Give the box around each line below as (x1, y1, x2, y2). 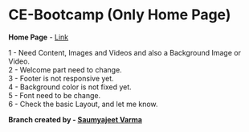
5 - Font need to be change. (8, 90, 101, 100)
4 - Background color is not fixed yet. (8, 82, 133, 92)
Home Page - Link (8, 32, 69, 42)
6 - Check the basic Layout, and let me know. (8, 99, 158, 109)
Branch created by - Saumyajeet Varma (8, 114, 143, 124)
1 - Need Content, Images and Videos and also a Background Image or (8, 47, 241, 57)
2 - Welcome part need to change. (8, 64, 122, 74)
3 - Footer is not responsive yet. (8, 73, 114, 83)
